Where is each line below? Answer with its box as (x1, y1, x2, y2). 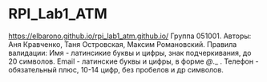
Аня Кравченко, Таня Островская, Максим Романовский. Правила (8, 39, 237, 49)
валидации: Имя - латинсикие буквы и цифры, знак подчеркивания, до (8, 48, 252, 57)
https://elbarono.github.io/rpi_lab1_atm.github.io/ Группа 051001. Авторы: (8, 31, 252, 41)
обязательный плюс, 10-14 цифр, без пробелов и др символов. (8, 64, 225, 74)
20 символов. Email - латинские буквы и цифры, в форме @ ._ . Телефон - (8, 57, 259, 66)
